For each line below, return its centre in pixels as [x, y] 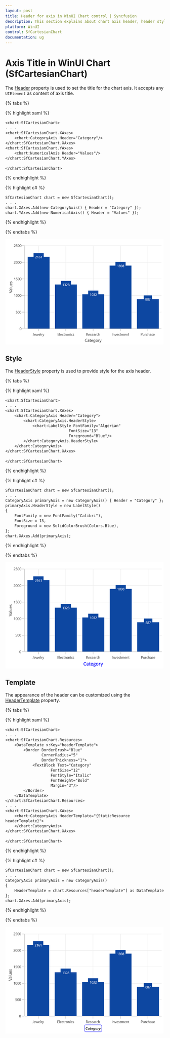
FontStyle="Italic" [71, 775]
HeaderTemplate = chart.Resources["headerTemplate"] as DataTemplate [89, 891]
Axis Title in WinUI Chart [58, 63]
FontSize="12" [65, 770]
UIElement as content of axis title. [40, 93]
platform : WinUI [22, 27]
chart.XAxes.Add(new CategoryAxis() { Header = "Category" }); [73, 208]
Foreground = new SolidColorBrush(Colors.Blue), [67, 526]
